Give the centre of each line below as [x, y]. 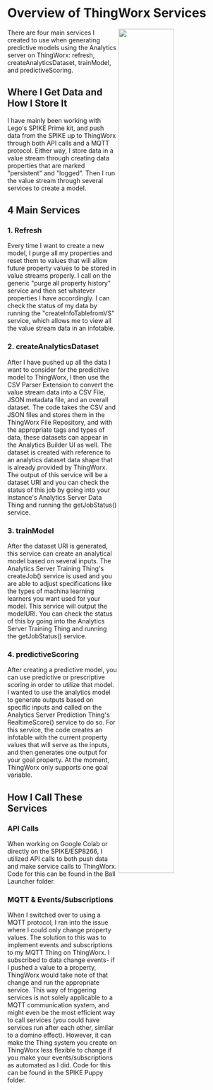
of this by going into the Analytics [56, 621]
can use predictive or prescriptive [56, 677]
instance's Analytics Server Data [55, 497]
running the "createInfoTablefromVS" [61, 313]
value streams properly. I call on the [59, 276]
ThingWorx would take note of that [57, 975]
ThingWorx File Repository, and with [60, 422]
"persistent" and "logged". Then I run [61, 173]
